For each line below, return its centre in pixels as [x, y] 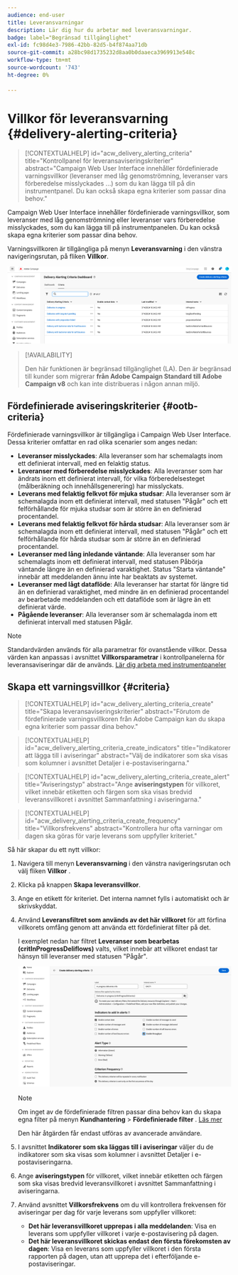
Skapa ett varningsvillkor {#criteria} [89, 687]
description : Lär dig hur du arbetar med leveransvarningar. [100, 30]
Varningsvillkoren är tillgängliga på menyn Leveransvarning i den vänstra [115, 249]
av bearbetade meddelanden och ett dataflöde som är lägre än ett [114, 599]
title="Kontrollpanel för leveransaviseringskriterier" [99, 161]
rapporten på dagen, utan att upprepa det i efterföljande [110, 1256]
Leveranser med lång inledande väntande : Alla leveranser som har [116, 554]
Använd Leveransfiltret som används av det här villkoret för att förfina [122, 920]
